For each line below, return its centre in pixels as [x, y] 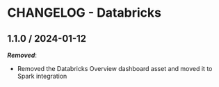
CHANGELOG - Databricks [84, 13]
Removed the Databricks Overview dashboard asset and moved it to [115, 69]
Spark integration [42, 76]
